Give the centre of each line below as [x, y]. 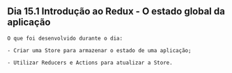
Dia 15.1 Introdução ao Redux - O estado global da [116, 11]
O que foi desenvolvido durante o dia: [65, 38]
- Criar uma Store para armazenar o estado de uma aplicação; [99, 50]
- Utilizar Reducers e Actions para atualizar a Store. [90, 63]
